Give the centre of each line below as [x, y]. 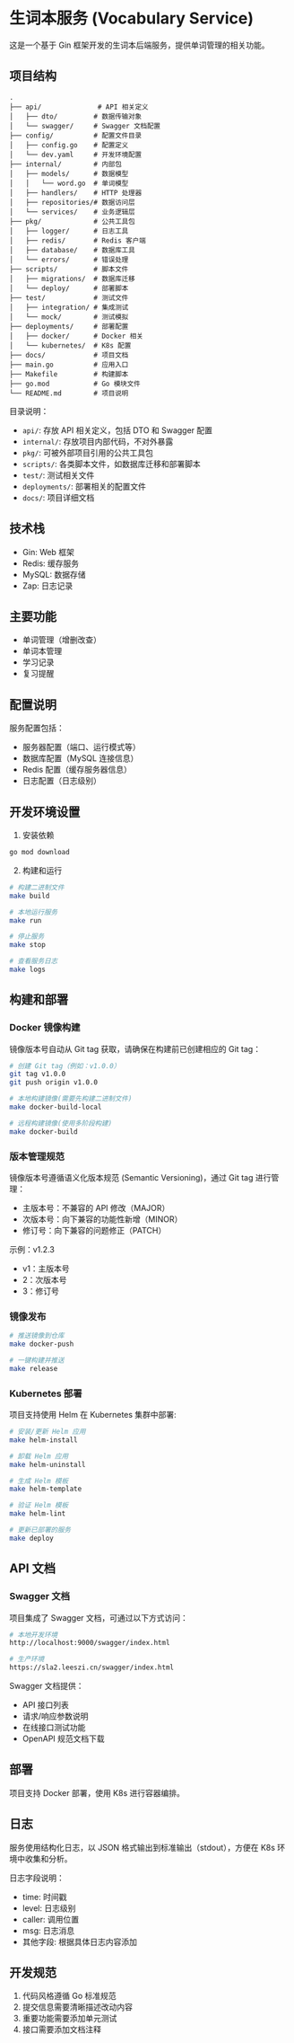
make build [30, 896]
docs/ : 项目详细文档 [58, 497]
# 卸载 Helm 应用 [39, 1456]
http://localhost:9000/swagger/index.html [90, 1643]
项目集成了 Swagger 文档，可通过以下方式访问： [99, 1617]
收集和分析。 [48, 1858]
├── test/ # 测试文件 [69, 297]
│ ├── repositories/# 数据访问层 [73, 202]
